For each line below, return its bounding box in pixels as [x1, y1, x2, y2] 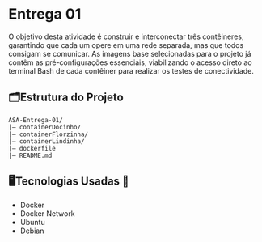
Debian [19, 226, 44, 236]
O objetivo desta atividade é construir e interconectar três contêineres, [8, 32, 244, 41]
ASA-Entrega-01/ [8, 116, 63, 124]
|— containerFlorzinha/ [8, 130, 89, 138]
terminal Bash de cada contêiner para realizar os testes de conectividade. [8, 66, 255, 75]
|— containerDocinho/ [8, 123, 82, 131]
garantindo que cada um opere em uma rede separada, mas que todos [8, 40, 244, 49]
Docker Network [19, 208, 75, 219]
